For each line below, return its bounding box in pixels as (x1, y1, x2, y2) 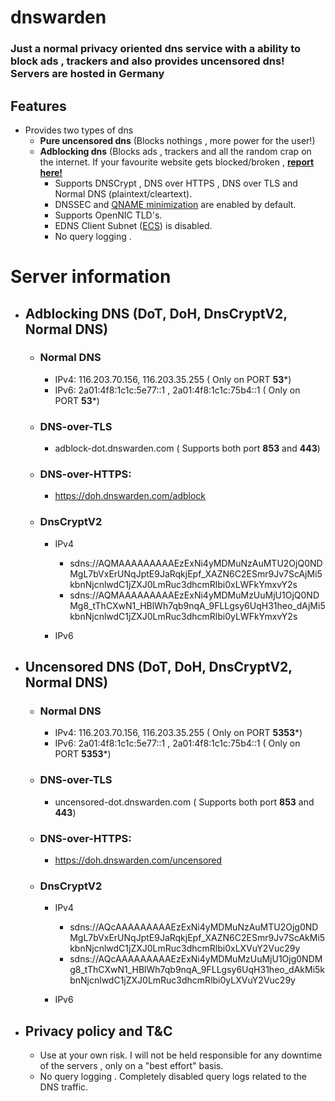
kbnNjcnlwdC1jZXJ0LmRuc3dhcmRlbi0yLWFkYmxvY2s (69, 610, 298, 622)
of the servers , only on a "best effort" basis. (39, 1060, 224, 1072)
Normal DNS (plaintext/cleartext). (54, 187, 193, 200)
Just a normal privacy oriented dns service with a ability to (10, 42, 302, 56)
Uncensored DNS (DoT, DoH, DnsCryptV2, (24, 659, 293, 676)
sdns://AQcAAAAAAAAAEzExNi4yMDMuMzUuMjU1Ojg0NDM (69, 953, 323, 965)
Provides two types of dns (24, 124, 134, 136)
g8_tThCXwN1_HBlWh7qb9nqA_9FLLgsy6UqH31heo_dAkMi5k (69, 964, 326, 976)
